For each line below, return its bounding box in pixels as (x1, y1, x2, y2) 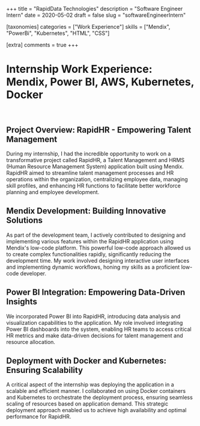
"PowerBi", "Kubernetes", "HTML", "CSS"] (6, 30, 110, 37)
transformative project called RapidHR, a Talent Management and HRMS (6, 157, 185, 163)
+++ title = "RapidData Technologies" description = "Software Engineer (6, 5, 183, 12)
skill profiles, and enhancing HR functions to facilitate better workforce (6, 182, 181, 189)
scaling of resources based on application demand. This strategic (6, 400, 169, 407)
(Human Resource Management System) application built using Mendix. (6, 163, 184, 170)
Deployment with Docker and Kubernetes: (6, 356, 167, 366)
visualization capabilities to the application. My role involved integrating (6, 319, 183, 326)
